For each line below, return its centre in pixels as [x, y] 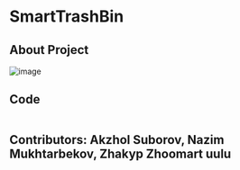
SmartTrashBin [67, 17]
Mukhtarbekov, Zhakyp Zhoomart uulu [120, 154]
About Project [49, 50]
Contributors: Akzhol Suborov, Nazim [117, 140]
